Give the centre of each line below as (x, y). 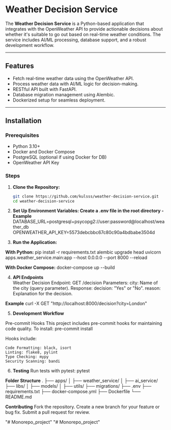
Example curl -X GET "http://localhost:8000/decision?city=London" (76, 303)
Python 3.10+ (26, 146)
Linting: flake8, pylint (32, 352)
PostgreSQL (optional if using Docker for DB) (60, 157)
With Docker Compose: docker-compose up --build (60, 268)
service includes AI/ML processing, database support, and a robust (76, 40)
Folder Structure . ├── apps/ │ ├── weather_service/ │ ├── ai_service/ (82, 381)
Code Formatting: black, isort (38, 348)
